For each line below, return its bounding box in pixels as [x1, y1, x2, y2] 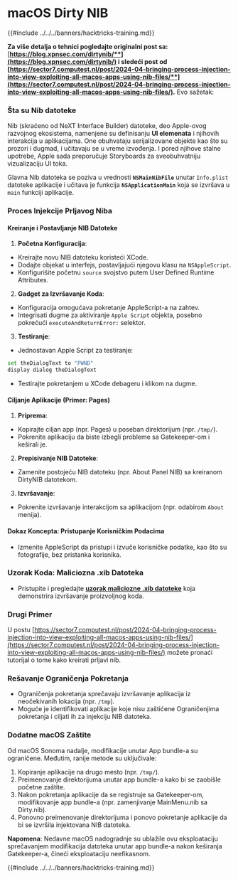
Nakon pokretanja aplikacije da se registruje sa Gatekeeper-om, [17, 790, 205, 799]
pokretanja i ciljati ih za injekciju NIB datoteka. [17, 713, 152, 721]
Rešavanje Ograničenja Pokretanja [7, 673, 129, 683]
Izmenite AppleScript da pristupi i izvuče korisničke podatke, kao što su [17, 543, 227, 551]
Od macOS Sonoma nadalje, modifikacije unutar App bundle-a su [7, 746, 198, 755]
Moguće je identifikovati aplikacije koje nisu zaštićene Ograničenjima [17, 705, 220, 713]
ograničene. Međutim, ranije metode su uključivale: [7, 754, 157, 762]
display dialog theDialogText [7, 366, 97, 374]
